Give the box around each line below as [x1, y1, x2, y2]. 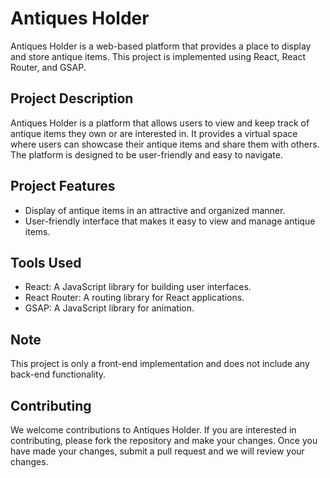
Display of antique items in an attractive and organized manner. [24, 204, 286, 216]
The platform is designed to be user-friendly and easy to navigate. [10, 148, 283, 161]
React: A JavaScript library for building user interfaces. [24, 281, 252, 293]
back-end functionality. [10, 368, 107, 381]
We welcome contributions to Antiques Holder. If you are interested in [10, 424, 297, 436]
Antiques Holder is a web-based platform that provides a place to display [10, 40, 312, 52]
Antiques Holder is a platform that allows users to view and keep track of [10, 117, 310, 129]
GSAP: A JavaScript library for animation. [24, 302, 195, 314]
